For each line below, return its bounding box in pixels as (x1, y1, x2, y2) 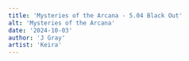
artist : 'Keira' (8, 41, 62, 49)
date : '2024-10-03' (8, 26, 73, 34)
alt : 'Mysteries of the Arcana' (8, 19, 115, 27)
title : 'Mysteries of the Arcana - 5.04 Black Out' (8, 11, 183, 20)
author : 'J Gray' (8, 33, 66, 42)
